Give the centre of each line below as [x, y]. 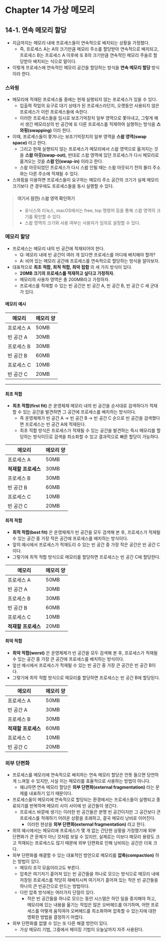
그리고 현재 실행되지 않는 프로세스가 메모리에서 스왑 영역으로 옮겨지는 [86, 149]
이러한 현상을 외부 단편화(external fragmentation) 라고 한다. [86, 824]
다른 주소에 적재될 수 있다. [54, 174]
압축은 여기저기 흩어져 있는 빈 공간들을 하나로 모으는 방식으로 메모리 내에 [89, 874]
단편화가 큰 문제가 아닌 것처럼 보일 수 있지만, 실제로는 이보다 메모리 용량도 [83, 837]
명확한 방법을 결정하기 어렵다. [55, 917]
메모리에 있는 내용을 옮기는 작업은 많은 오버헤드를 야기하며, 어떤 [88, 904]
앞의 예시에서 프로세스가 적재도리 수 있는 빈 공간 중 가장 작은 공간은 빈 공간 [84, 545]
